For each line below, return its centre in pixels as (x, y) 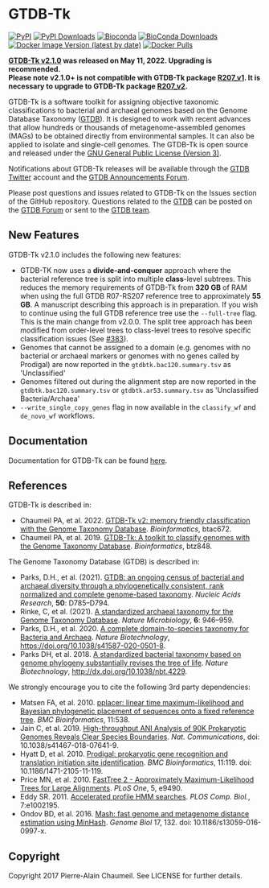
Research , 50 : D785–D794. (65, 603)
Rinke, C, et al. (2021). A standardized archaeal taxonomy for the (126, 612)
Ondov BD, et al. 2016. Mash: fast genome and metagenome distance (134, 814)
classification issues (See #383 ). (74, 338)
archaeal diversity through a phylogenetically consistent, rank (122, 586)
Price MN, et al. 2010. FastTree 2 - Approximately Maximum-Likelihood (137, 780)
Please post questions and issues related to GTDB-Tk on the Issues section (132, 192)
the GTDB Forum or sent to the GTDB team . (79, 209)
